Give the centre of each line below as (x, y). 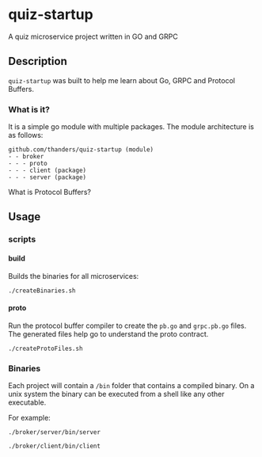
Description (38, 61)
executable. (27, 402)
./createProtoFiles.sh (46, 348)
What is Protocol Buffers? (49, 192)
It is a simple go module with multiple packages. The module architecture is (131, 127)
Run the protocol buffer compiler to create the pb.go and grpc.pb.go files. (127, 326)
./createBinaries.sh (42, 291)
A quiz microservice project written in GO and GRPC (93, 36)
